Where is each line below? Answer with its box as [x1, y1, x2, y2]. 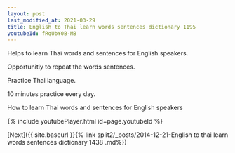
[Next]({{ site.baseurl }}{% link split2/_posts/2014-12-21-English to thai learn [7, 131, 229, 139]
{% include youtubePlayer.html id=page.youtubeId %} [7, 117, 163, 126]
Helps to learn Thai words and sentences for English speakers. [7, 49, 189, 58]
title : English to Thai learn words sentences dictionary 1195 [7, 23, 196, 30]
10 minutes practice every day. [7, 90, 96, 98]
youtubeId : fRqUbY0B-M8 [7, 29, 77, 37]
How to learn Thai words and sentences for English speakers [7, 103, 184, 112]
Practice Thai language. [7, 76, 76, 85]
